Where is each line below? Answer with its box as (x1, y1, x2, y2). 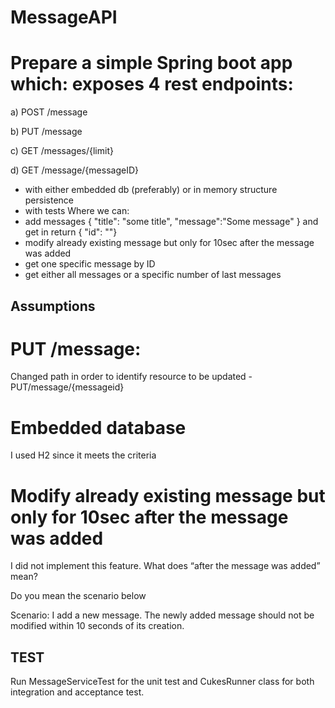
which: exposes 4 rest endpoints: (10, 73, 294, 96)
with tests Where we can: (24, 205, 130, 217)
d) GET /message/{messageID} (10, 164, 139, 176)
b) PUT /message (10, 126, 83, 138)
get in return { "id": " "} (24, 226, 118, 238)
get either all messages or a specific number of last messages (24, 269, 282, 281)
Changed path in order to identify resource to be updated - (10, 371, 253, 383)
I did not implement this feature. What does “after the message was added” (10, 560, 321, 572)
